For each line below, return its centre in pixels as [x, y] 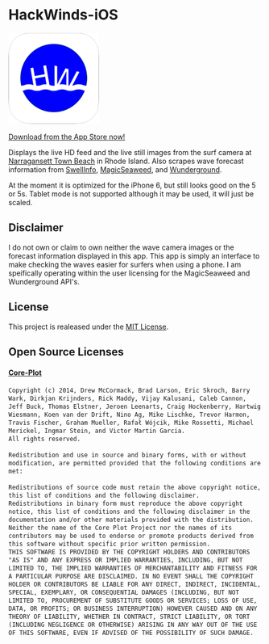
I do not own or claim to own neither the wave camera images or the [122, 247]
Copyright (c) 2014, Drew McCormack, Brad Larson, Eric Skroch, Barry [129, 391]
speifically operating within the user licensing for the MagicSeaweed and [129, 273]
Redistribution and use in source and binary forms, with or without [128, 455]
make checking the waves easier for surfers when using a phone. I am [125, 264]
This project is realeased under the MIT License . [89, 326]
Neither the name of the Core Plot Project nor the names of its [120, 528]
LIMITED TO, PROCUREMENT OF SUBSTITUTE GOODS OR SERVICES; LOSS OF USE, [133, 601]
